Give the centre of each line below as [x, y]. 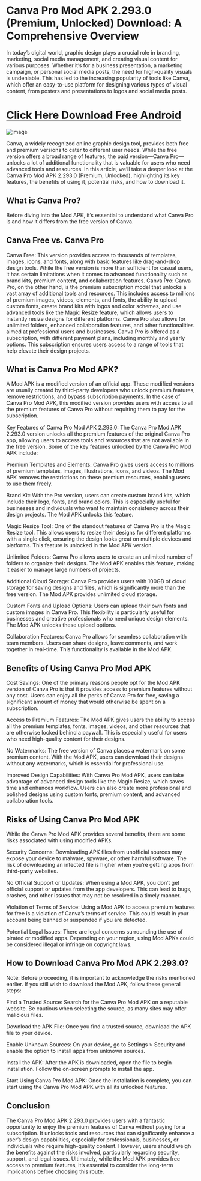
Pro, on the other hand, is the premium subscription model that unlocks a [96, 287]
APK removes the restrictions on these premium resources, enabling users [98, 478]
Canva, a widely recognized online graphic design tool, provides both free [97, 143]
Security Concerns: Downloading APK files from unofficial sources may [94, 852]
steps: [14, 990]
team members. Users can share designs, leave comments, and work [92, 643]
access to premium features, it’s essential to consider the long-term [90, 1165]
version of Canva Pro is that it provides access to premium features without [99, 689]
